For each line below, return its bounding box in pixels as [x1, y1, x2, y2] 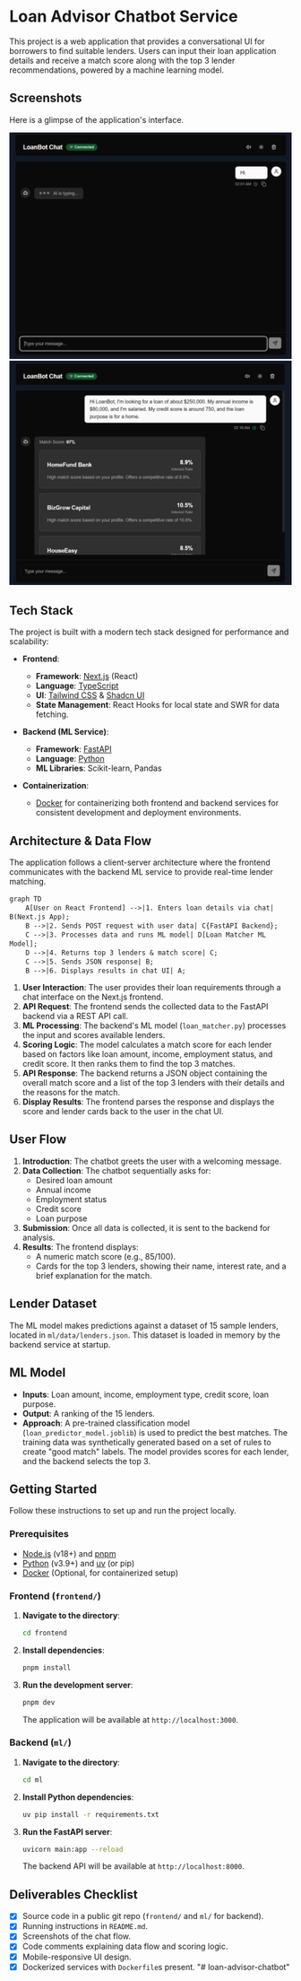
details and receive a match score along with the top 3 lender [9, 55, 236, 65]
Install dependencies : [21, 1645, 105, 1655]
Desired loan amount [35, 1174, 113, 1185]
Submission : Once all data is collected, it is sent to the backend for [21, 1222, 271, 1233]
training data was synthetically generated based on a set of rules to [21, 1436, 271, 1447]
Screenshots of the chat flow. [21, 1931, 132, 1942]
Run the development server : [21, 1680, 133, 1690]
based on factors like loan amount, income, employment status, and [21, 1049, 273, 1060]
